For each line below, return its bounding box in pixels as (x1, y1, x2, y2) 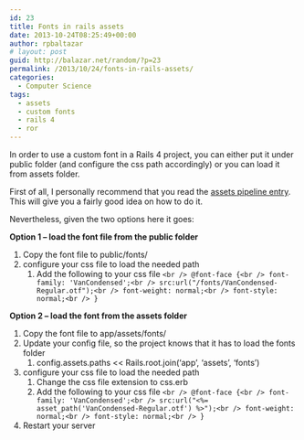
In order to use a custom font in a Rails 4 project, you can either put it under (9, 149, 294, 160)
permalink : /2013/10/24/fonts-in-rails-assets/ (9, 65, 194, 74)
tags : (9, 90, 30, 99)
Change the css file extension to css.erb (36, 377, 189, 387)
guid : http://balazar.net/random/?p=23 (9, 56, 162, 65)
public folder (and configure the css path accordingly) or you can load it (9, 159, 280, 169)
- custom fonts (17, 107, 76, 116)
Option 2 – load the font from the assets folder (9, 310, 187, 321)
